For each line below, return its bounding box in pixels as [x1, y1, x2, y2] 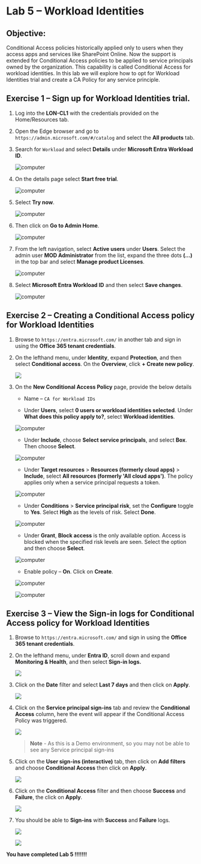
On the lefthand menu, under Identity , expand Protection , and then [14, 354, 182, 361]
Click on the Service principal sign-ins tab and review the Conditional [14, 704, 190, 711]
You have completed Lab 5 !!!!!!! [6, 851, 88, 858]
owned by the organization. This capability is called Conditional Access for [6, 63, 191, 70]
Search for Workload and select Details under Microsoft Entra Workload [14, 146, 193, 153]
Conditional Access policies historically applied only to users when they [6, 44, 184, 51]
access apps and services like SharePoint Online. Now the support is [6, 51, 176, 58]
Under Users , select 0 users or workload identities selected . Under [23, 406, 193, 413]
